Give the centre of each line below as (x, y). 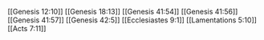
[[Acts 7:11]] (27, 28)
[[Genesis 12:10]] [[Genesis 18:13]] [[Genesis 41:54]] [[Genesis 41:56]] (123, 12)
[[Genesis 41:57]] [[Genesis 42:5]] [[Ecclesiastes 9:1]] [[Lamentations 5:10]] (132, 20)
